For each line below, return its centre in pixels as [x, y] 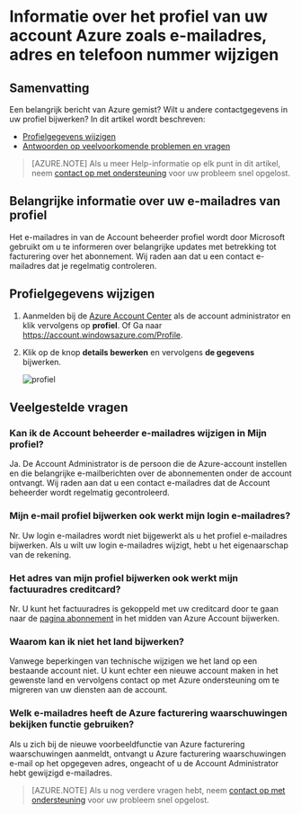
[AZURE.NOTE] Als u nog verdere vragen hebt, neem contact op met [158, 790]
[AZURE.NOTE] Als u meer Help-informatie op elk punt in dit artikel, [156, 163]
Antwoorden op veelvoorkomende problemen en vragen [126, 146]
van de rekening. [40, 554]
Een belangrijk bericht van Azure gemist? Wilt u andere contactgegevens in [149, 109]
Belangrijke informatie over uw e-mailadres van [145, 201]
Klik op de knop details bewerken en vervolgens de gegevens [138, 352]
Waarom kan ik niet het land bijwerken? [97, 641]
